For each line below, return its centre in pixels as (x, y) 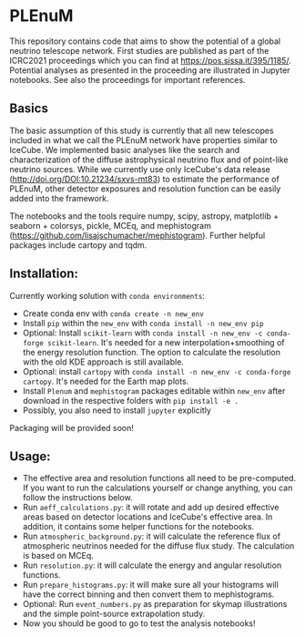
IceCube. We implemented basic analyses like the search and (125, 149)
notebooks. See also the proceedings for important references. (127, 79)
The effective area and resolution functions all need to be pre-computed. (159, 478)
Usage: (30, 456)
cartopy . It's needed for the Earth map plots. (106, 381)
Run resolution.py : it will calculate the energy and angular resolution (152, 565)
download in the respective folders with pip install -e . (131, 400)
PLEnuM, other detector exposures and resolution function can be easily (145, 189)
